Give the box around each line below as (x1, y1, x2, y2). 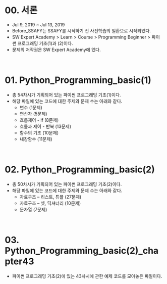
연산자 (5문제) (19, 111, 47, 117)
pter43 (5, 256, 34, 267)
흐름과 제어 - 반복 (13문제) (19, 123, 72, 129)
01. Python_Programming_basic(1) (5, 74, 152, 86)
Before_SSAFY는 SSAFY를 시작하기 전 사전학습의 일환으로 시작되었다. (12, 27, 151, 33)
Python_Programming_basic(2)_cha (5, 245, 159, 256)
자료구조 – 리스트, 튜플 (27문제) (19, 194, 82, 200)
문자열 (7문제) (19, 206, 47, 212)
